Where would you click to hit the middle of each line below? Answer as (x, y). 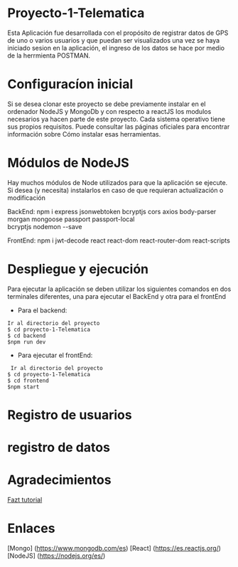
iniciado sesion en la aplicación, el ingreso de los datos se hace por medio (116, 48)
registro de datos (59, 448)
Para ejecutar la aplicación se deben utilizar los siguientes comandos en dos (119, 289)
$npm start (23, 387)
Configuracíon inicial (70, 84)
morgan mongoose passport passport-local (71, 219)
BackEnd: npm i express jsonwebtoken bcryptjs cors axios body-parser (112, 211)
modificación (27, 198)
